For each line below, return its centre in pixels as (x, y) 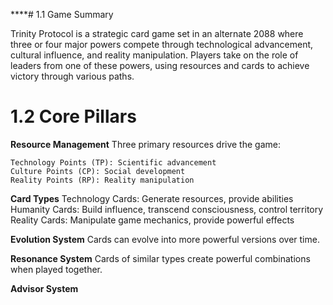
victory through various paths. (72, 76)
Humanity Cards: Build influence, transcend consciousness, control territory (167, 209)
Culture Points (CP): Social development (98, 171)
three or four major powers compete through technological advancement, (162, 44)
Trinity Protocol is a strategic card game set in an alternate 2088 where (157, 33)
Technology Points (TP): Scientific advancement (113, 162)
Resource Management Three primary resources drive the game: (145, 144)
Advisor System (44, 288)
